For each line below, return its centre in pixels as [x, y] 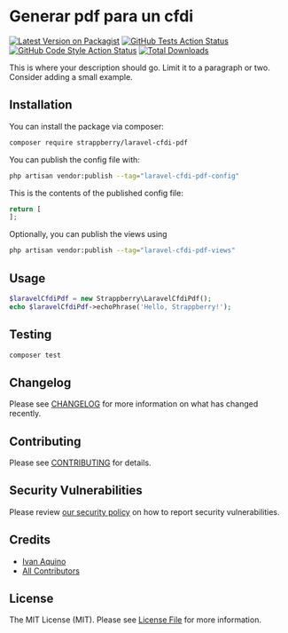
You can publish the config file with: [74, 159]
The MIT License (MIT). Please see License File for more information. [135, 620]
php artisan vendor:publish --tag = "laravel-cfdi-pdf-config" [125, 176]
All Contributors [51, 571]
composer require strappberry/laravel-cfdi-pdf [99, 142]
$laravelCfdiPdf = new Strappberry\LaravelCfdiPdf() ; [111, 298]
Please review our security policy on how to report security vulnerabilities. [144, 511]
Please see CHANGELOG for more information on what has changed [134, 404]
